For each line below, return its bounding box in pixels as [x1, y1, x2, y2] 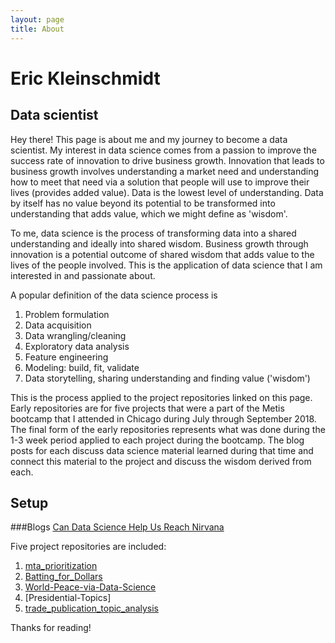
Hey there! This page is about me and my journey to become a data [10, 133, 288, 145]
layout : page [10, 14, 65, 25]
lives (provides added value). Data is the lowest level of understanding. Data [10, 186, 324, 198]
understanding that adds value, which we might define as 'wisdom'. [10, 207, 288, 220]
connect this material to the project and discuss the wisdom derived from [10, 455, 312, 467]
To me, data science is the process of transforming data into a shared [10, 227, 297, 239]
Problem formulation [24, 308, 110, 320]
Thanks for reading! [10, 622, 92, 634]
